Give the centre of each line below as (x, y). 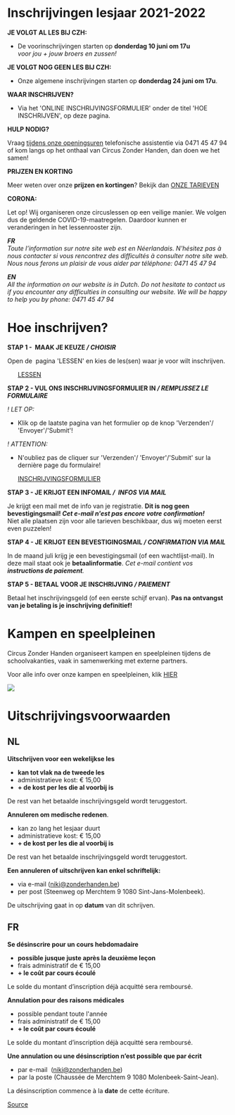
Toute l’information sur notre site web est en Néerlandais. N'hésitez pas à (114, 248)
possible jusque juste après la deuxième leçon (87, 957)
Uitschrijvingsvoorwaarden (89, 716)
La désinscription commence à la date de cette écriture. (89, 1090)
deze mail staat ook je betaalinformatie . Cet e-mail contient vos (100, 563)
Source (18, 1104)
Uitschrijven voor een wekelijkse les (61, 758)
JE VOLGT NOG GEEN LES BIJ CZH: (59, 67)
